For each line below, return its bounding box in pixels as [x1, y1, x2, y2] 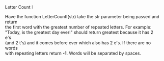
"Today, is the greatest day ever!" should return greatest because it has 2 [5, 30, 154, 35]
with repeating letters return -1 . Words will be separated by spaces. [5, 50, 141, 56]
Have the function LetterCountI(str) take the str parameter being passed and [5, 14, 160, 19]
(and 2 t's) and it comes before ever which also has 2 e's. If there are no [5, 40, 151, 46]
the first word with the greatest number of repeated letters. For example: [5, 24, 152, 30]
